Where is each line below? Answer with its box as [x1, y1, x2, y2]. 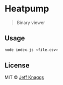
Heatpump [4, 3, 49, 14]
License [4, 61, 30, 70]
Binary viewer [16, 19, 45, 25]
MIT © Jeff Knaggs [4, 74, 44, 80]
